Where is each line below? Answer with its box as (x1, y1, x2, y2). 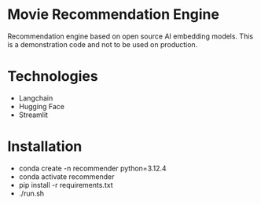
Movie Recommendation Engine (7, 5, 219, 24)
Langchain (18, 93, 53, 103)
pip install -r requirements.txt (18, 180, 113, 189)
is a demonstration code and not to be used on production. (7, 39, 198, 49)
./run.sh (18, 189, 45, 198)
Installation (7, 137, 83, 156)
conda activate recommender (18, 171, 115, 181)
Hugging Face (18, 101, 64, 111)
